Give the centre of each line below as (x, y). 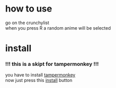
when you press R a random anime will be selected (58, 28)
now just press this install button (39, 80)
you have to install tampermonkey (40, 75)
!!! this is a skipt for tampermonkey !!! (52, 64)
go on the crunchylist (27, 23)
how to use (29, 9)
